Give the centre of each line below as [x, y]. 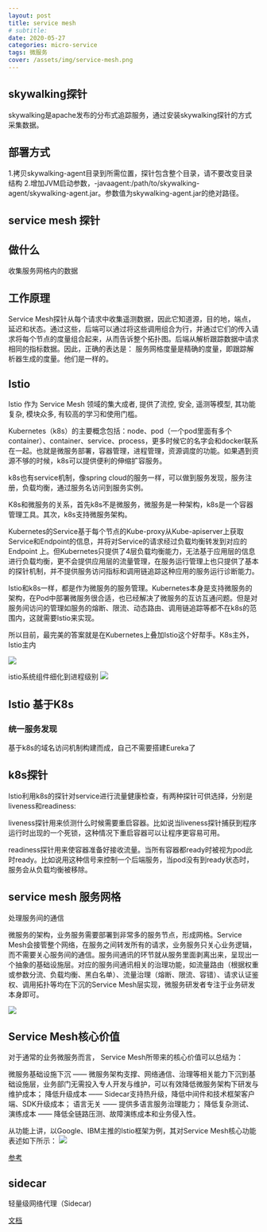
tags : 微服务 [28, 53]
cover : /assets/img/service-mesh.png [71, 60]
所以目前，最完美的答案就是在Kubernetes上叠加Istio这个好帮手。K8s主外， [131, 635]
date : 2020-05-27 [37, 38]
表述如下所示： [33, 1141]
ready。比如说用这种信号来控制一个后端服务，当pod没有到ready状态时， [134, 860]
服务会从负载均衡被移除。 [50, 869]
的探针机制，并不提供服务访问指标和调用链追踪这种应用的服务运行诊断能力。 [133, 571]
